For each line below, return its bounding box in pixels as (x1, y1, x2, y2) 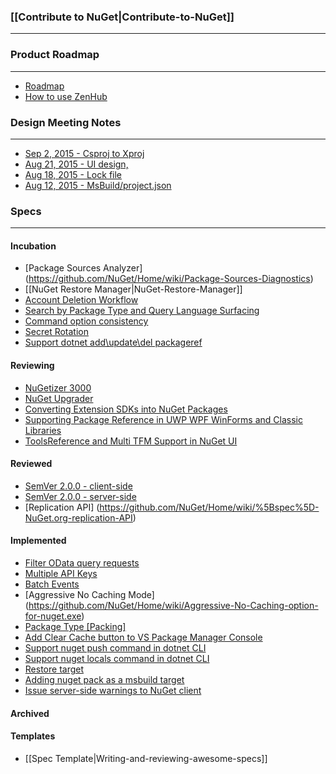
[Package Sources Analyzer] (24, 262, 143, 274)
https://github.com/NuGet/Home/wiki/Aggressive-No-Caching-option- (28, 600, 319, 611)
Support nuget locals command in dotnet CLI (24, 653, 210, 664)
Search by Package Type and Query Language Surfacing (24, 305, 260, 317)
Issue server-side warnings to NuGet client (24, 685, 202, 696)
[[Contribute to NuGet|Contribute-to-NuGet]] (10, 10, 235, 24)
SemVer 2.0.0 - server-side (24, 490, 137, 502)
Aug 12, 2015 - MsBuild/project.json (24, 179, 172, 191)
